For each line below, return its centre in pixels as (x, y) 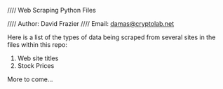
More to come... (30, 79)
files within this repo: (38, 44)
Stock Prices (36, 66)
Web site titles (38, 58)
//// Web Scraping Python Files (52, 10)
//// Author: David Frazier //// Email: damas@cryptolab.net (91, 23)
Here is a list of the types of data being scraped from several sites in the (111, 37)
